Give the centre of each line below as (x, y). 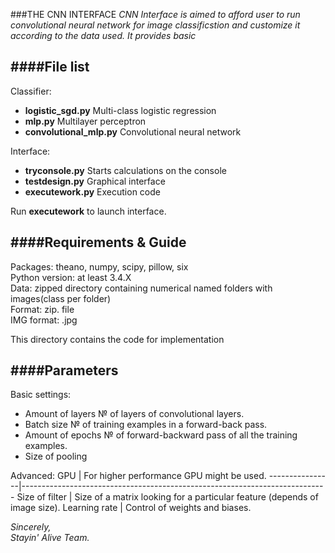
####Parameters (64, 370)
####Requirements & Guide (98, 242)
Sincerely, (31, 527)
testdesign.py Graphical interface (95, 181)
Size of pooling (56, 456)
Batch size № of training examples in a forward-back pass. (146, 425)
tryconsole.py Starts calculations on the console (125, 170)
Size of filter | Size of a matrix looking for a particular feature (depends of (167, 497)
